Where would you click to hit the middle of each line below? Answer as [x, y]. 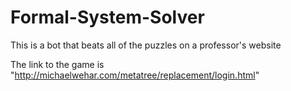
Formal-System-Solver [107, 17]
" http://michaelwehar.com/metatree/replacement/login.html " [135, 75]
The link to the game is [57, 64]
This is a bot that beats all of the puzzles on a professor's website [146, 45]
